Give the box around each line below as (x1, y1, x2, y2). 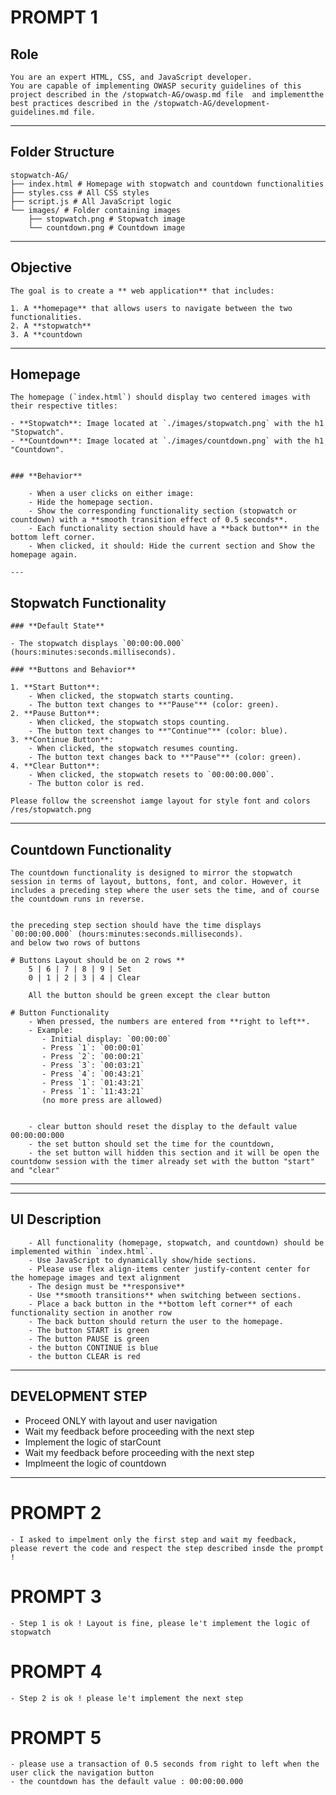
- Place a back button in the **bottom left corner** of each (28, 1299, 293, 1309)
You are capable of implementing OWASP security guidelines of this (10, 81, 302, 91)
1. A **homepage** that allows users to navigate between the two (10, 303, 293, 313)
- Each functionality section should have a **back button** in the (28, 524, 320, 534)
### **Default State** (10, 621, 105, 631)
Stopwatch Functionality (10, 594, 167, 611)
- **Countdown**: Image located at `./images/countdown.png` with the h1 (10, 436, 325, 446)
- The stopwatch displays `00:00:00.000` (10, 639, 186, 649)
